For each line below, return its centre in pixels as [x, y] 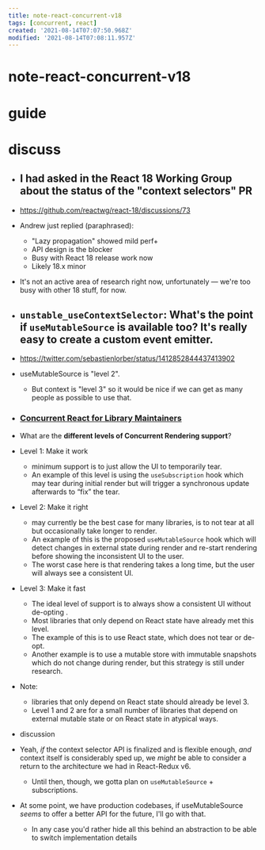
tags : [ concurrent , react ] [53, 23]
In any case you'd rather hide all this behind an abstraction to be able [144, 829]
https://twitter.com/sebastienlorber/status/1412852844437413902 [127, 358]
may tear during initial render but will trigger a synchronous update [140, 483]
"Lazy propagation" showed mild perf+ [95, 241]
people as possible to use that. [81, 398]
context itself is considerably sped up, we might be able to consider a [133, 757]
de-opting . [50, 612]
